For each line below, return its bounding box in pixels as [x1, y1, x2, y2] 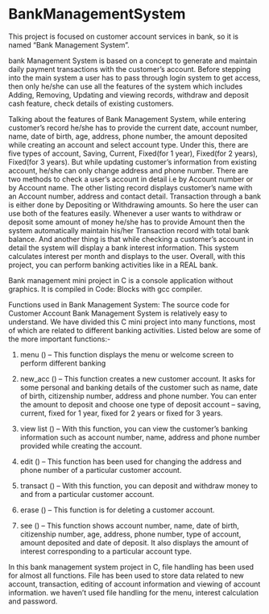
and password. [8, 596, 58, 606]
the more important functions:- [8, 334, 111, 344]
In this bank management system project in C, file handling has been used [8, 562, 255, 571]
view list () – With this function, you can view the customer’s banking [19, 424, 248, 433]
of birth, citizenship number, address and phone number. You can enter [19, 391, 258, 400]
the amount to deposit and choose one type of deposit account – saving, [19, 399, 262, 409]
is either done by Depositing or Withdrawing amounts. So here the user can [8, 199, 259, 210]
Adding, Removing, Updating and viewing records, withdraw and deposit [8, 90, 250, 99]
